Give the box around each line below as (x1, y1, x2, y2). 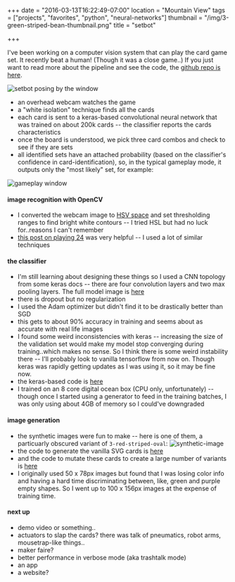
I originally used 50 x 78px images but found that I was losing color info (17, 469, 225, 478)
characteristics (17, 128, 61, 136)
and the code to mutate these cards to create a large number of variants (17, 454, 227, 462)
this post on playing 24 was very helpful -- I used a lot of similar (17, 233, 203, 242)
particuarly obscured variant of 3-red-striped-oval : (17, 439, 168, 447)
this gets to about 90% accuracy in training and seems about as (17, 317, 203, 326)
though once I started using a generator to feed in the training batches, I (17, 392, 227, 401)
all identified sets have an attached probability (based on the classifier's (17, 151, 227, 159)
